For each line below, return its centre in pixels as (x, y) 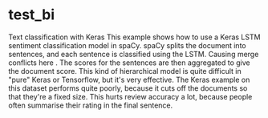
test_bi (32, 15)
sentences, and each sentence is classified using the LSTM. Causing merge (134, 54)
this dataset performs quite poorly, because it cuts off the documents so (128, 88)
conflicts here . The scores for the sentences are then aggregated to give (129, 63)
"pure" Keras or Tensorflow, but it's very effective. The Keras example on (129, 79)
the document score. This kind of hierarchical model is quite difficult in (125, 71)
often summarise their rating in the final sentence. (91, 105)
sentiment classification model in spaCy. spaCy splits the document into (127, 45)
